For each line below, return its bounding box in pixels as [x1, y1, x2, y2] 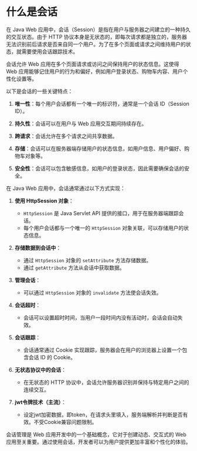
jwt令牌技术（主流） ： [14, 398, 66, 406]
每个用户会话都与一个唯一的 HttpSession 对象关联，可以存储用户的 [23, 224, 184, 231]
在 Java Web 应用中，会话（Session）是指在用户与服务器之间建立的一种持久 [6, 26, 191, 33]
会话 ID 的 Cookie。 [28, 353, 76, 360]
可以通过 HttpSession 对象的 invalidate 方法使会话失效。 [23, 289, 162, 296]
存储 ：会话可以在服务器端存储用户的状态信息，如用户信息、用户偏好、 [14, 145, 185, 152]
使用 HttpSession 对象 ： [14, 197, 74, 204]
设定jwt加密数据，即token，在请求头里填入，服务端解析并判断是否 [23, 411, 183, 418]
